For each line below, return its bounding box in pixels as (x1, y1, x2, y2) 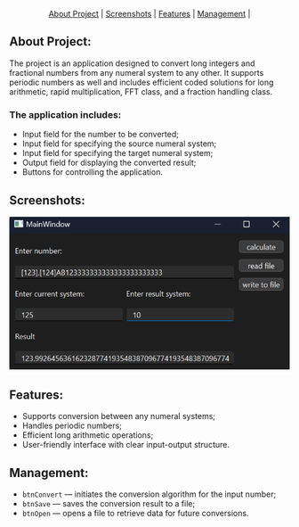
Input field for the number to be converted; (21, 129, 180, 140)
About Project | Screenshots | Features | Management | (48, 9, 251, 19)
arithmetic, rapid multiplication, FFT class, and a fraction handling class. (9, 86, 273, 97)
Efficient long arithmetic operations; (21, 430, 154, 441)
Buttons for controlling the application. (21, 167, 163, 177)
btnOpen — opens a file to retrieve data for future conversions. (21, 508, 249, 519)
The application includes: (9, 108, 122, 120)
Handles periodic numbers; (21, 420, 123, 432)
